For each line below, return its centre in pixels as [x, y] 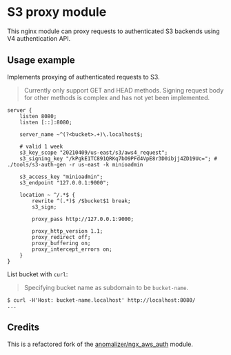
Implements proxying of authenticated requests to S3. [83, 77]
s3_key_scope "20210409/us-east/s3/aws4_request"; [94, 153]
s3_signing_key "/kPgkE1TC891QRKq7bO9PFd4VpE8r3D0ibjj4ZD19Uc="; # [118, 159]
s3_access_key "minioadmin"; [61, 177]
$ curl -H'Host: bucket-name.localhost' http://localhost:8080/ [101, 300]
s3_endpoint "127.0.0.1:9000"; [64, 183]
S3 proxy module [57, 12]
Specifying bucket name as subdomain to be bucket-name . [106, 287]
